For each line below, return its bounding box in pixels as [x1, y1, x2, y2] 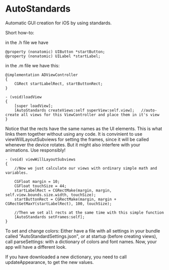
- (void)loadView [5, 94, 42, 99]
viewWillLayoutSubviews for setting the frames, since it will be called [5, 136, 149, 142]
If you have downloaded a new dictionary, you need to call [5, 254, 127, 260]
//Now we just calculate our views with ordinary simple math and [14, 166, 157, 171]
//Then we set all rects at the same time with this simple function [14, 210, 164, 215]
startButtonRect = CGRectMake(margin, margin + [14, 197, 116, 202]
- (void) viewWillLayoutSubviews [5, 157, 76, 162]
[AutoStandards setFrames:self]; [14, 214, 85, 219]
